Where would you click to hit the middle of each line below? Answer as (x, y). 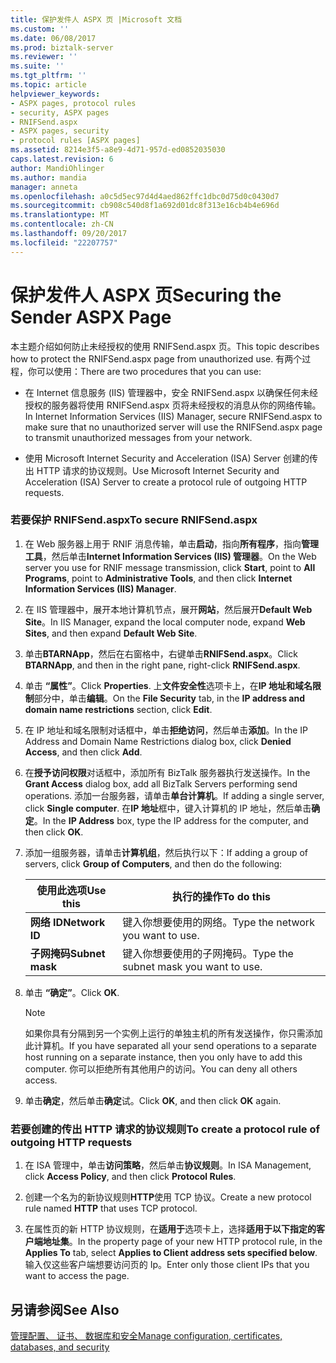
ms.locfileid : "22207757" (64, 242)
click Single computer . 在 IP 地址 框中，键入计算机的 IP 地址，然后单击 (168, 808)
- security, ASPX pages (60, 112)
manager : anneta (44, 187)
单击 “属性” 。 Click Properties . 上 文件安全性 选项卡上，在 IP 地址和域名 (168, 685)
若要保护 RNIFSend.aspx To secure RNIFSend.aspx (134, 520)
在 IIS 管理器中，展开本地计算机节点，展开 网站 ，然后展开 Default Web (168, 609)
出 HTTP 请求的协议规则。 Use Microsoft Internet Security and (152, 470)
